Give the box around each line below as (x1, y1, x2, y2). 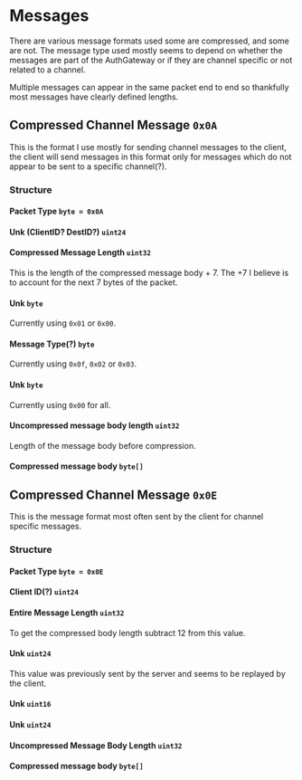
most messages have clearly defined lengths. (9, 91, 179, 102)
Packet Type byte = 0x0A (9, 205, 104, 217)
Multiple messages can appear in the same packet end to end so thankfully (9, 81, 289, 92)
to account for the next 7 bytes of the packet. (9, 277, 178, 288)
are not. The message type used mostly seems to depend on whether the (9, 44, 283, 55)
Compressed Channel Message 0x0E (9, 487, 218, 502)
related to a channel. (9, 64, 86, 75)
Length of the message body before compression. (9, 440, 196, 451)
